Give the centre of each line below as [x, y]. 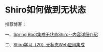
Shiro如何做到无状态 [45, 10]
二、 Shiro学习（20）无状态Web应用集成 [45, 44]
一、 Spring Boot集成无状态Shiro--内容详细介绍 [51, 34]
